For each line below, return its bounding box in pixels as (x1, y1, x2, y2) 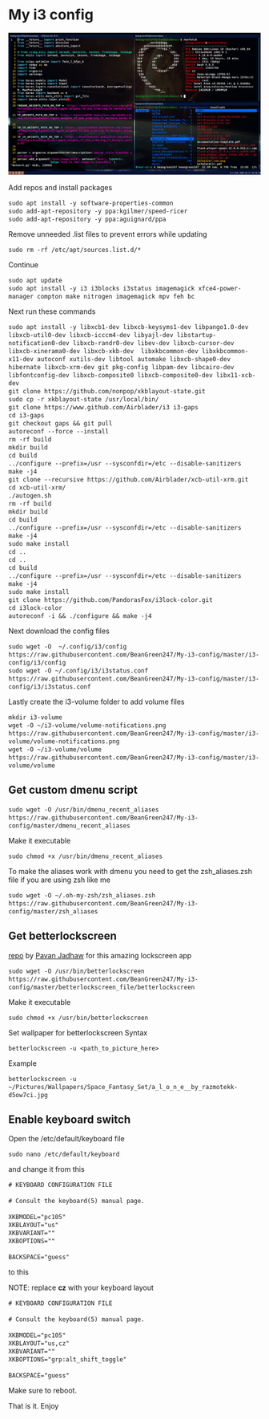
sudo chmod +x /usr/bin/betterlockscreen (8, 1014, 149, 1022)
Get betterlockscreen (8, 929, 118, 943)
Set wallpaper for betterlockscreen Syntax (8, 1027, 148, 1037)
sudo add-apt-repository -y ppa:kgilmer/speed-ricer (8, 207, 188, 215)
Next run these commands (8, 307, 96, 316)
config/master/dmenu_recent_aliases (8, 821, 130, 830)
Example (8, 1058, 38, 1068)
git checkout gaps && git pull (8, 419, 113, 427)
